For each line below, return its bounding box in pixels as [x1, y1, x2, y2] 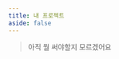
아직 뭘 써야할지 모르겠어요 [27, 41, 112, 52]
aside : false [8, 19, 52, 27]
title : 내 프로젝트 [8, 11, 65, 20]
